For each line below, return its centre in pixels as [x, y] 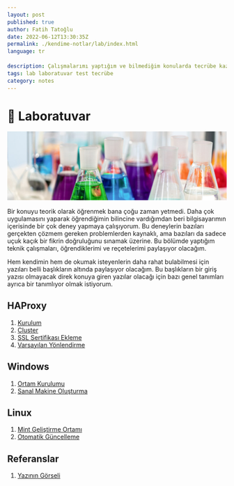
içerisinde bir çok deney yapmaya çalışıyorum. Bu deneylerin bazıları [106, 226]
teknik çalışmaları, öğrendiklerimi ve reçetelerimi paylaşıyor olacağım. [107, 248]
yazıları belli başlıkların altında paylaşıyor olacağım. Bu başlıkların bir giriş [112, 269]
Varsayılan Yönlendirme [51, 345]
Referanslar [33, 458]
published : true [31, 22]
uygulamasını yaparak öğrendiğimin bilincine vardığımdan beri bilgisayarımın [117, 219]
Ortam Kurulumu [41, 384]
